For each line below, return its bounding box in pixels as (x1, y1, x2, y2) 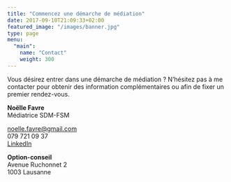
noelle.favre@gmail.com (7, 124, 77, 133)
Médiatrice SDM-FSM (7, 111, 70, 119)
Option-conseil (7, 153, 52, 161)
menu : (7, 36, 23, 43)
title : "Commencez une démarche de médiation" (7, 10, 145, 17)
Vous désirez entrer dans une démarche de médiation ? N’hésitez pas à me (7, 75, 223, 83)
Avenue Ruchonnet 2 (7, 160, 68, 169)
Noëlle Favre (7, 103, 45, 112)
